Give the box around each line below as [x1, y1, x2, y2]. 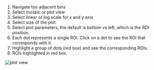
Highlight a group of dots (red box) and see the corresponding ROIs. [12, 45, 149, 51]
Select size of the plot [12, 19, 56, 25]
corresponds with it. [12, 40, 52, 45]
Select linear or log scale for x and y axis [12, 14, 93, 20]
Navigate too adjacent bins [12, 4, 66, 10]
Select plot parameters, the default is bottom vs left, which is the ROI [12, 25, 149, 30]
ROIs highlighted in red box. [12, 50, 68, 56]
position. [12, 30, 30, 35]
